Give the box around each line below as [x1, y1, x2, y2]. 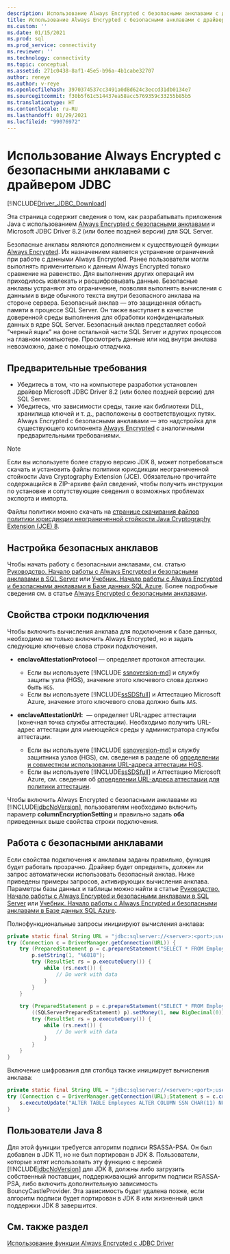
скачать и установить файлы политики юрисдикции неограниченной [7, 465, 209, 473]
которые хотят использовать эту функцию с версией [7, 1157, 162, 1166]
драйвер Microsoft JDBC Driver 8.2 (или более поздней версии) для [16, 388, 215, 396]
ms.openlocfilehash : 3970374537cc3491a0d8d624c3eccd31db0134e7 [7, 86, 192, 93]
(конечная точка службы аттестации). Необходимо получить [16, 718, 196, 726]
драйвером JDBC [7, 177, 112, 192]
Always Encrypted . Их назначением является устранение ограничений [7, 248, 214, 256]
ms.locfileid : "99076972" [7, 118, 81, 125]
